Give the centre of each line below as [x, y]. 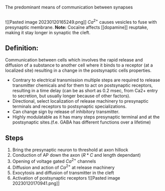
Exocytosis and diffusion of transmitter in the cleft [63, 173]
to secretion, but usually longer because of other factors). [71, 96]
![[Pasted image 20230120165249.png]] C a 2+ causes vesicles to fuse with [81, 22]
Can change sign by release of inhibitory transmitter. [66, 112]
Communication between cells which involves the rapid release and [74, 60]
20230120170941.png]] [36, 183]
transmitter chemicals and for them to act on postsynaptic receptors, [82, 85]
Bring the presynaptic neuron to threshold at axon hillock [70, 150]
